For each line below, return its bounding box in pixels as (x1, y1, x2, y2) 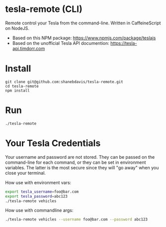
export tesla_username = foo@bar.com (5, 189, 79, 194)
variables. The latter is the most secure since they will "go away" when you (5, 164, 159, 170)
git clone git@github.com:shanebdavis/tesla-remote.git (5, 79, 123, 84)
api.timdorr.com (12, 45, 45, 51)
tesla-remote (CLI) (5, 3, 83, 15)
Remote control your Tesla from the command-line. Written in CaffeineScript (5, 20, 161, 26)
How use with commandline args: (5, 208, 74, 214)
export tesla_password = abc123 (5, 194, 68, 199)
